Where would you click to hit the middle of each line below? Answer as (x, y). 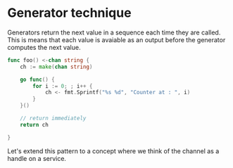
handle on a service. (37, 158)
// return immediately (53, 118)
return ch (34, 124)
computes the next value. (44, 47)
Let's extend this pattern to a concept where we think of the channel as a (113, 151)
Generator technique (69, 13)
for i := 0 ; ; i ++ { (63, 86)
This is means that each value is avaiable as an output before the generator (116, 39)
